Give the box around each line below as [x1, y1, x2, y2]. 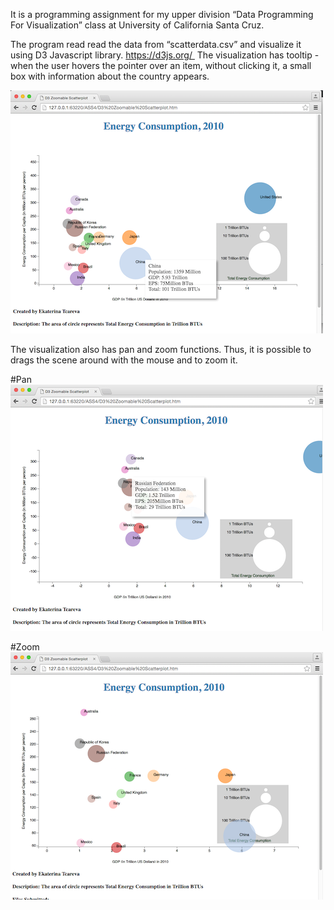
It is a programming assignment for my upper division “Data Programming [10, 9, 314, 20]
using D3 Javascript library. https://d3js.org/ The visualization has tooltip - [10, 49, 320, 61]
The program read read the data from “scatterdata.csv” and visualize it [10, 39, 302, 50]
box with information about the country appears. [10, 70, 210, 82]
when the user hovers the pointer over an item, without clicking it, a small [10, 60, 312, 71]
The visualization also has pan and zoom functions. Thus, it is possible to [10, 344, 312, 355]
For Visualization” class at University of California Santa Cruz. [10, 19, 265, 31]
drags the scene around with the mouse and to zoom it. [10, 354, 238, 366]
